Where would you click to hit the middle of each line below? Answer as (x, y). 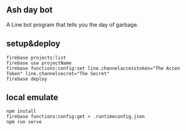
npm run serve (24, 122)
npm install (21, 112)
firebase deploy (27, 79)
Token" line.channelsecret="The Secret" (58, 73)
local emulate (32, 97)
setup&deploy (33, 44)
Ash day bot (29, 10)
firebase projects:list (36, 58)
